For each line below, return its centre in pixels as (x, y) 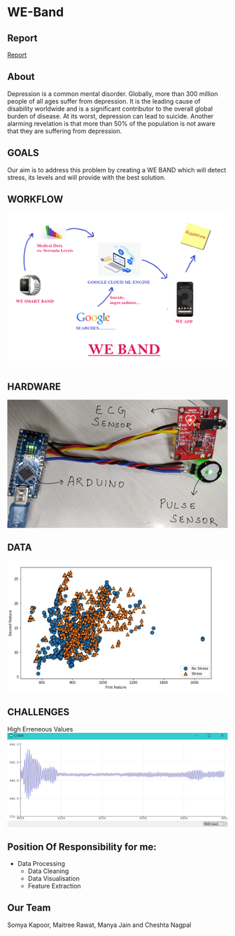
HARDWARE (34, 386)
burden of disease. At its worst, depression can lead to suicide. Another (111, 116)
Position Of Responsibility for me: (82, 847)
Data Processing (41, 864)
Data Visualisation (54, 879)
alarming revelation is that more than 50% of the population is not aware (111, 123)
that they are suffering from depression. (65, 131)
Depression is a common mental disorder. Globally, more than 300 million (113, 94)
